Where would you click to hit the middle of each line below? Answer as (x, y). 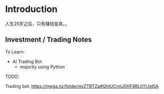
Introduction (31, 9)
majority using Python (42, 66)
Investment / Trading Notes (49, 40)
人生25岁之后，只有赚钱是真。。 (37, 23)
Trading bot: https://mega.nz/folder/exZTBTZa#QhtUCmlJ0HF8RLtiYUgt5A (82, 86)
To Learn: (15, 51)
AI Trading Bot (27, 61)
